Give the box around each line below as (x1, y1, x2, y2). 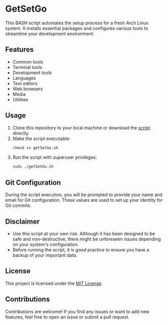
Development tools (12, 69, 52, 76)
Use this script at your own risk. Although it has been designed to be (12, 230, 155, 236)
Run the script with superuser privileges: (12, 154, 97, 160)
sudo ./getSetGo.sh (12, 164, 54, 169)
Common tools (12, 59, 43, 65)
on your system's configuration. (12, 241, 79, 247)
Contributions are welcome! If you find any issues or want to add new (5, 308, 150, 314)
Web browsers (12, 86, 43, 92)
